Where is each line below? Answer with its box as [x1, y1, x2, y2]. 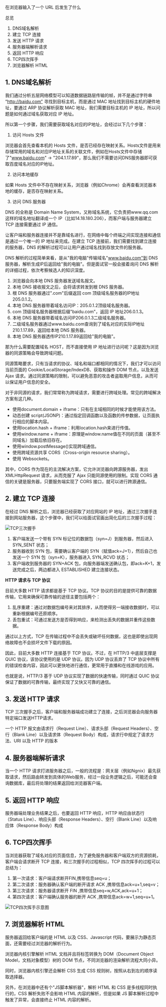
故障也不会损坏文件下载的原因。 [9, 639, 75, 645]
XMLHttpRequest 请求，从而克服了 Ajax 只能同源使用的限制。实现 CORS [5, 472, 152, 478]
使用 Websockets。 [12, 455, 52, 461]
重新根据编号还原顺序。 [12, 610, 60, 616]
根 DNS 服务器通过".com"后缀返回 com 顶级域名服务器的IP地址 [12, 290, 140, 296]
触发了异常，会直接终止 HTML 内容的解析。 [5, 997, 94, 1003]
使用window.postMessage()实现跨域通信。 [12, 443, 99, 449]
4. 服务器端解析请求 [5, 753, 65, 762]
